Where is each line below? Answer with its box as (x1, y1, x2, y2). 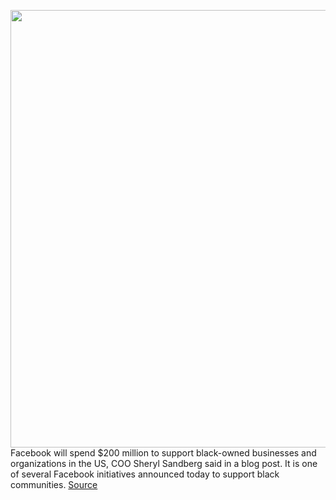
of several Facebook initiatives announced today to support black (10, 468, 280, 480)
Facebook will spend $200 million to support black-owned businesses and (10, 447, 317, 459)
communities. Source (10, 479, 98, 490)
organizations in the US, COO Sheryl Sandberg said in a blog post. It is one (10, 458, 318, 469)
